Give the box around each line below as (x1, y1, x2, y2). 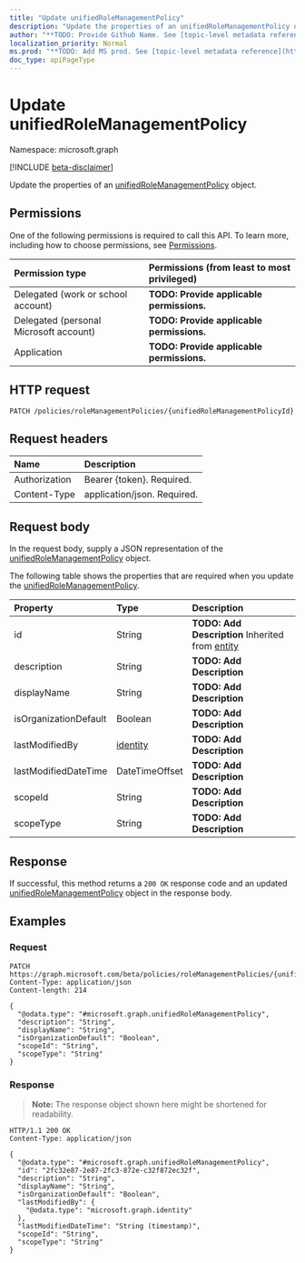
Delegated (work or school (14, 287, 128, 300)
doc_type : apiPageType (9, 55, 95, 65)
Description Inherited (192, 628, 284, 641)
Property (14, 602, 54, 615)
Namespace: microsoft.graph (9, 144, 119, 155)
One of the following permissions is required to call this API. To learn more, (9, 229, 290, 241)
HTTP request (9, 383, 91, 398)
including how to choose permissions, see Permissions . (9, 239, 218, 250)
